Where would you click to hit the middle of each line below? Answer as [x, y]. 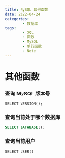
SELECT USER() [20, 152]
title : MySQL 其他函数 [27, 10]
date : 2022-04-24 [23, 14]
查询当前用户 [20, 141]
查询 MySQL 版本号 [28, 93]
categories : [17, 19]
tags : [11, 28]
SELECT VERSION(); [24, 104]
